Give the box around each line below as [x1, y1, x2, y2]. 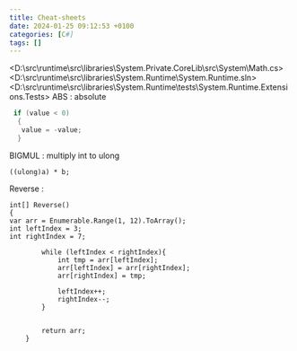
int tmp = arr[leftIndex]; [57, 255, 159, 265]
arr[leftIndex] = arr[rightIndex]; [57, 263, 191, 272]
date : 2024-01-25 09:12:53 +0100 [9, 22, 135, 31]
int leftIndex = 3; [9, 224, 83, 233]
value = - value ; [21, 126, 83, 135]
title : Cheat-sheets [9, 13, 87, 22]
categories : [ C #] [9, 30, 74, 39]
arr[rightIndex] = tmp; [57, 271, 146, 280]
